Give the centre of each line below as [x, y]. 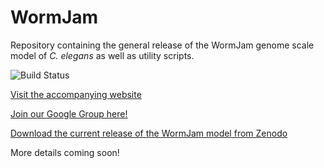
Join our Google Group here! [69, 113]
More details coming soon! [65, 152]
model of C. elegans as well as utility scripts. [102, 55]
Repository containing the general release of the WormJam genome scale [162, 45]
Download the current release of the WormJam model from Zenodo [149, 133]
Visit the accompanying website [76, 94]
